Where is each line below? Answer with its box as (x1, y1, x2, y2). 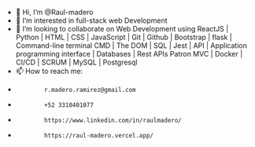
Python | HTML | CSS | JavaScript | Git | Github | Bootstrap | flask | (15, 32, 232, 42)
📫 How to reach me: (15, 67, 83, 75)
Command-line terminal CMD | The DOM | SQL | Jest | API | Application (15, 41, 248, 50)
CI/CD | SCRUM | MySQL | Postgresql (15, 57, 138, 67)
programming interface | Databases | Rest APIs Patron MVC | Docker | (15, 50, 243, 58)
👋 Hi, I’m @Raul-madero (15, 8, 94, 17)
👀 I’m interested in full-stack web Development (15, 16, 168, 25)
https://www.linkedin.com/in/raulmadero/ (44, 116, 183, 124)
